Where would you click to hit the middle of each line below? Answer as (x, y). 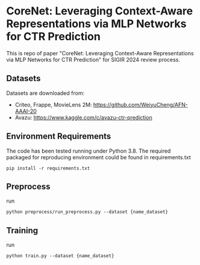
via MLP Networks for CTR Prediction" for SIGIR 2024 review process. (93, 59)
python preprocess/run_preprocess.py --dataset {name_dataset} (87, 212)
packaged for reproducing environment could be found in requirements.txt (98, 157)
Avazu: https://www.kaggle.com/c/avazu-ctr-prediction (83, 117)
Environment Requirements (59, 136)
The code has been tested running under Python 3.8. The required (89, 151)
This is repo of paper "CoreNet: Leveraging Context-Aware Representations (100, 53)
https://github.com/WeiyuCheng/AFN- (140, 105)
